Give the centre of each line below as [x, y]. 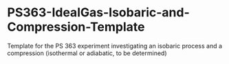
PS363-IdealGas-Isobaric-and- [99, 13]
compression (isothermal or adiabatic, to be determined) [87, 53]
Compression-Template [76, 27]
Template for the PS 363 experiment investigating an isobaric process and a [115, 46]
